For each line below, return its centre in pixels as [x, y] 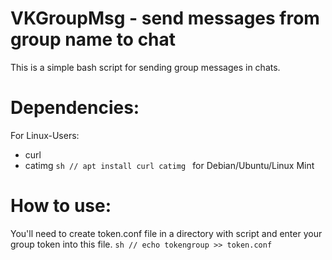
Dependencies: [75, 108]
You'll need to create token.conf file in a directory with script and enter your [166, 233]
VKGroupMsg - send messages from [165, 18]
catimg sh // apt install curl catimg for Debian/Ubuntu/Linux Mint [169, 165]
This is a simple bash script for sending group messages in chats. [145, 67]
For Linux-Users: [45, 135]
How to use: [61, 206]
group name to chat [93, 39]
